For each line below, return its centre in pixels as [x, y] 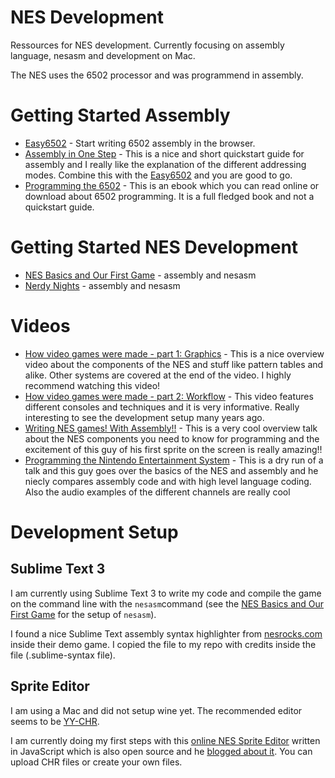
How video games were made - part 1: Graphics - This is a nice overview [174, 353]
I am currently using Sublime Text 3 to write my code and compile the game [166, 593]
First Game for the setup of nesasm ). [83, 614]
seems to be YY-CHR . [55, 721]
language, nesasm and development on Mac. [103, 55]
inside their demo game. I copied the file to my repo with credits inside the [163, 644]
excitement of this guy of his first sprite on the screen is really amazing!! [173, 449]
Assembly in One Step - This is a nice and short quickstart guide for [164, 153]
